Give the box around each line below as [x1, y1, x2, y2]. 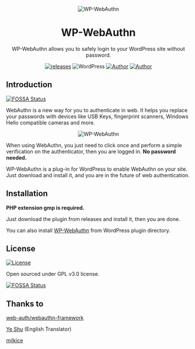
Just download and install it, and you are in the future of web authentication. [6, 171, 190, 178]
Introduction [6, 80, 53, 90]
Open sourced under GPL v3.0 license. [6, 271, 100, 278]
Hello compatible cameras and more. [6, 119, 95, 126]
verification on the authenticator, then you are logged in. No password [6, 148, 176, 155]
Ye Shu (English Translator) [6, 326, 72, 333]
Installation [6, 189, 48, 199]
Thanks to [6, 299, 44, 309]
